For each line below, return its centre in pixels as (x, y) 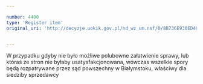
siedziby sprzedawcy (33, 75)
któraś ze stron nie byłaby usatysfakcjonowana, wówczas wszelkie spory (97, 62)
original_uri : (24, 28)
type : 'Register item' (35, 22)
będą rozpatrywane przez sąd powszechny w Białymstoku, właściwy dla (96, 68)
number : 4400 (23, 17)
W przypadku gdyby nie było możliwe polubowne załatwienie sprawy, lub (98, 56)
